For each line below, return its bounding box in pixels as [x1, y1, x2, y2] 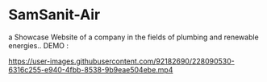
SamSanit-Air [8, 6, 101, 24]
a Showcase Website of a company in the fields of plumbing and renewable [8, 32, 260, 42]
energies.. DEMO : [8, 40, 69, 50]
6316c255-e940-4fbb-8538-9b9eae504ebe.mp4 [8, 64, 173, 74]
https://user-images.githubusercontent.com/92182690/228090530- [8, 56, 236, 66]
